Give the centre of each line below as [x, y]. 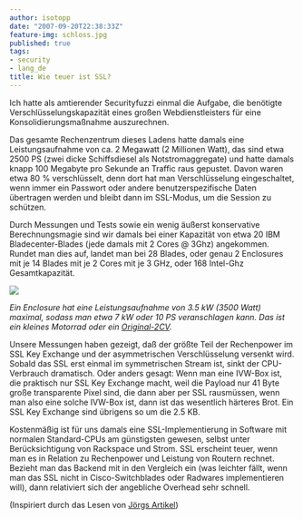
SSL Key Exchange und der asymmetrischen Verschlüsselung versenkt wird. [152, 354]
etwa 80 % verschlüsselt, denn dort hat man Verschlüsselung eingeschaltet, [152, 178]
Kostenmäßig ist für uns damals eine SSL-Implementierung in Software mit [148, 429]
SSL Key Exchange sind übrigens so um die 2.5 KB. [105, 411]
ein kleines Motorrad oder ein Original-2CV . [91, 327]
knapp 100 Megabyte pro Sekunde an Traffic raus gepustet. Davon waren [147, 168]
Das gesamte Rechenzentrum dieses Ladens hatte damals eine [127, 139]
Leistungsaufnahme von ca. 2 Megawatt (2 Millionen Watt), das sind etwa [147, 149]
